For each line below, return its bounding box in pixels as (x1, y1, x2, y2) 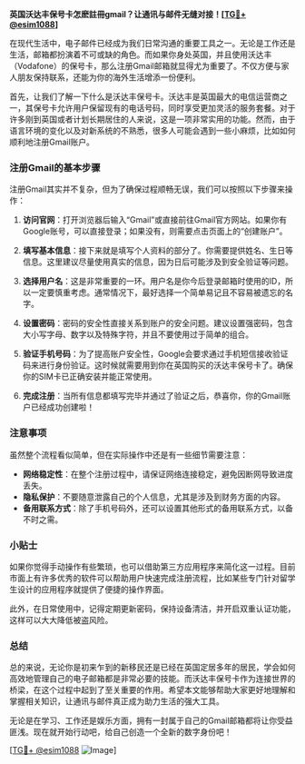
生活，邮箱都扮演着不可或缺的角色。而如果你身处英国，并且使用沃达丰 (9, 49, 272, 60)
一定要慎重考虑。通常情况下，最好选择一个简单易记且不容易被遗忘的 (30, 287, 286, 298)
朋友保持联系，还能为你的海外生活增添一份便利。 (16, 72, 201, 83)
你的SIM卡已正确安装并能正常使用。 (22, 372, 157, 382)
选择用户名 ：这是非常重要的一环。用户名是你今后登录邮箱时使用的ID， (22, 276, 286, 287)
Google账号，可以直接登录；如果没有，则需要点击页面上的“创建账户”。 (22, 226, 288, 237)
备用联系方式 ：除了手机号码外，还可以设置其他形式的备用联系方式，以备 (22, 502, 293, 513)
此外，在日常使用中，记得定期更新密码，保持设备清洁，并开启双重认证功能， (9, 603, 296, 614)
